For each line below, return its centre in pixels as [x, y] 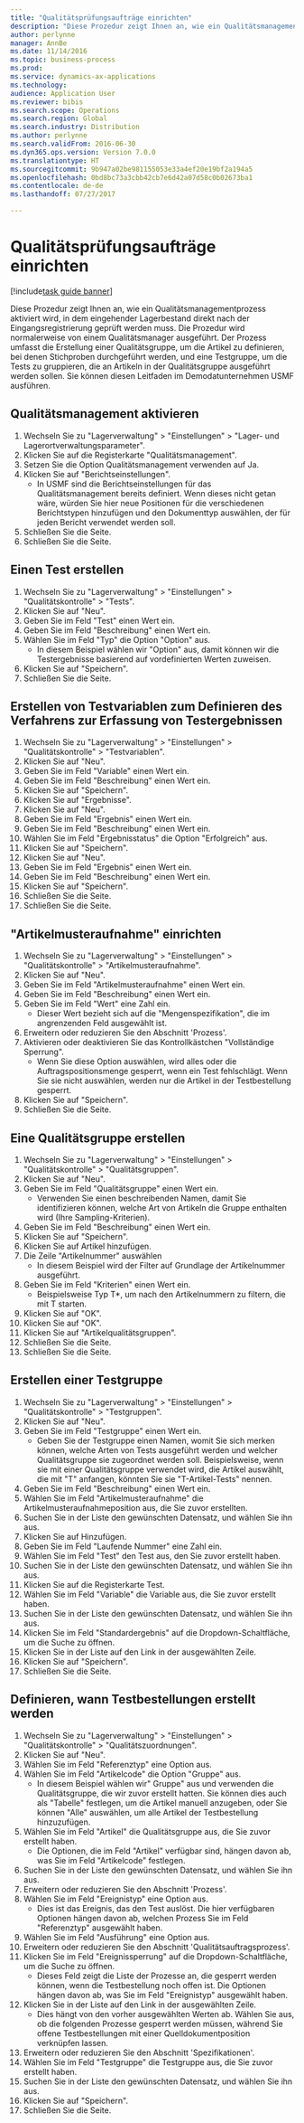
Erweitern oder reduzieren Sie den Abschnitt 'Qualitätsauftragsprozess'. [157, 1947]
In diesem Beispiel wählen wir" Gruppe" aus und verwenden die [155, 1783]
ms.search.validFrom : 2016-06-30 [73, 144]
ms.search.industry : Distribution [75, 127]
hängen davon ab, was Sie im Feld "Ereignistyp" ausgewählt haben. [162, 1995]
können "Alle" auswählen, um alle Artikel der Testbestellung [147, 1812]
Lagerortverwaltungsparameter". [84, 445]
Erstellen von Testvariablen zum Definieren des [147, 706]
